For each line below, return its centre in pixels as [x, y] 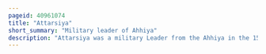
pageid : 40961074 [37, 15]
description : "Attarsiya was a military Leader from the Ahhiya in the [129, 38]
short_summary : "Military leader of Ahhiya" [83, 30]
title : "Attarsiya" [40, 23]
